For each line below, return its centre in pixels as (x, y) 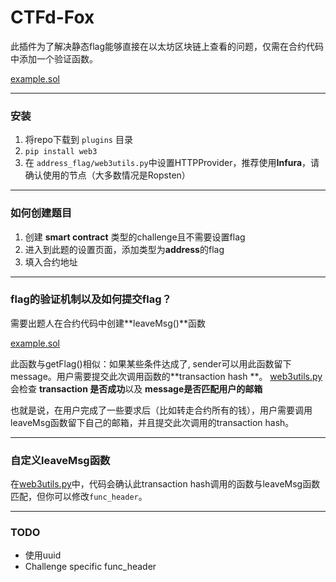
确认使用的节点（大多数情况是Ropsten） (107, 175)
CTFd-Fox (52, 17)
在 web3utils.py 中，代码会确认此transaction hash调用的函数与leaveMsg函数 (165, 484)
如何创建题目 (41, 213)
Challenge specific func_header (90, 567)
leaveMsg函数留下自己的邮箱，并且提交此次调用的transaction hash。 (152, 422)
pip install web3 (61, 152)
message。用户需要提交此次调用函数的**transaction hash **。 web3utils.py (166, 376)
